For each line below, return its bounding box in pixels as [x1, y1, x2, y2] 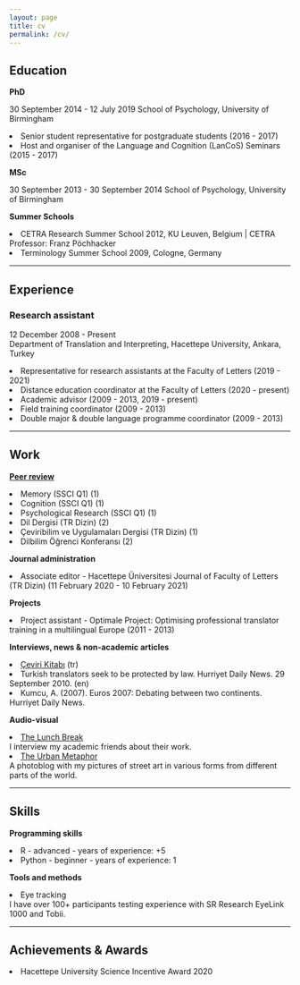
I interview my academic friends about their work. [9, 741, 192, 751]
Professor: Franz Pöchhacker [9, 238, 117, 249]
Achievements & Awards [9, 942, 149, 957]
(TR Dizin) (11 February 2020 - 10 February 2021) [9, 580, 188, 590]
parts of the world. [9, 769, 78, 780]
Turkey [9, 348, 35, 359]
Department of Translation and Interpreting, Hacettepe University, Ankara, [9, 338, 281, 349]
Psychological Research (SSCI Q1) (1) [21, 507, 157, 518]
